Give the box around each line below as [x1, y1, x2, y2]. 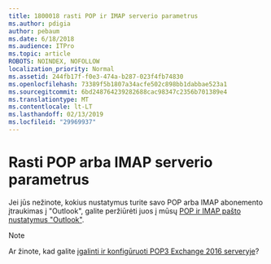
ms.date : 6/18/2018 [8, 34, 75, 43]
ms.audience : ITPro [8, 42, 75, 51]
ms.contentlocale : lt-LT [8, 103, 93, 111]
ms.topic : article [8, 50, 71, 58]
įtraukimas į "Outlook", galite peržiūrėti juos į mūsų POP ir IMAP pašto [8, 205, 242, 216]
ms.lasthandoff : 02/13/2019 [8, 111, 104, 119]
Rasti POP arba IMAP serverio [8, 153, 213, 172]
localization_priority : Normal [8, 65, 115, 73]
